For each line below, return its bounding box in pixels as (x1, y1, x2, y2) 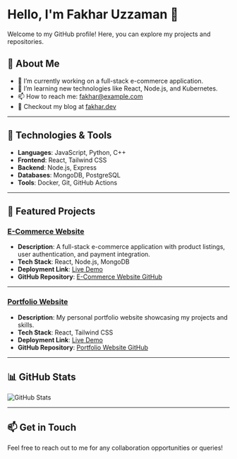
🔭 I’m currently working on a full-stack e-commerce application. (17, 76, 204, 85)
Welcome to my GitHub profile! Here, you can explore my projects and (7, 30, 211, 38)
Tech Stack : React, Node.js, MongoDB (17, 257, 130, 266)
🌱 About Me (7, 58, 60, 70)
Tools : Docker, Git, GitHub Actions (17, 178, 118, 187)
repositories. (7, 37, 44, 45)
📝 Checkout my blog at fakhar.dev (17, 102, 116, 110)
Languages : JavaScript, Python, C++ (17, 148, 126, 156)
